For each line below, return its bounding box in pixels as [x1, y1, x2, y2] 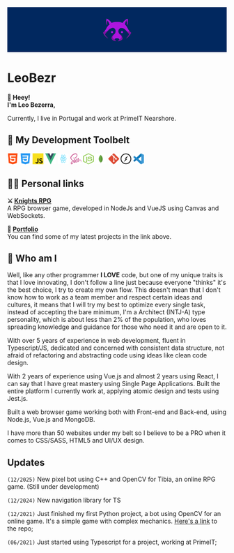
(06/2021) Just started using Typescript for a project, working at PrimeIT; [7, 538, 217, 547]
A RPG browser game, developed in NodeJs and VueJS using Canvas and [7, 204, 219, 212]
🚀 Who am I [7, 253, 57, 265]
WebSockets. [7, 211, 45, 219]
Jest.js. [7, 395, 28, 403]
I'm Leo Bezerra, [7, 101, 56, 109]
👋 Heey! [7, 94, 31, 102]
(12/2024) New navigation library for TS [7, 496, 121, 505]
